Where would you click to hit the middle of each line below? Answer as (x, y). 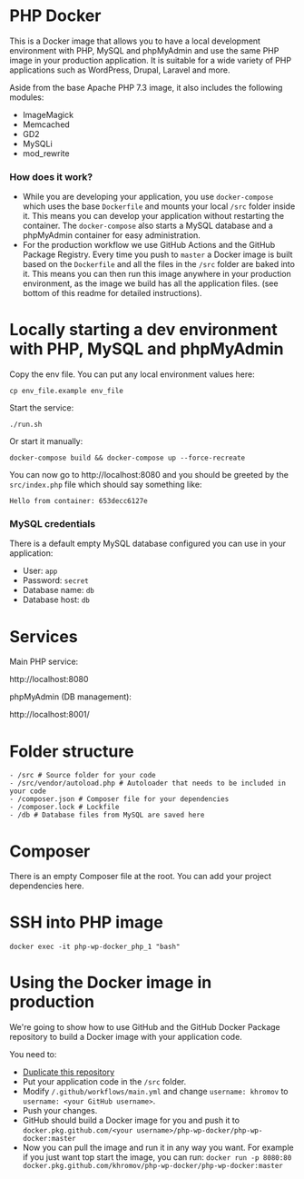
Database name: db (59, 590)
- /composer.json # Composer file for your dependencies (119, 799)
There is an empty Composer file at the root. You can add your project (141, 877)
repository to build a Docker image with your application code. (126, 1037)
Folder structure (72, 751)
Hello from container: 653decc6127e (78, 501)
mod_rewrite (46, 153)
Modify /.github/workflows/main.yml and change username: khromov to (155, 1092)
